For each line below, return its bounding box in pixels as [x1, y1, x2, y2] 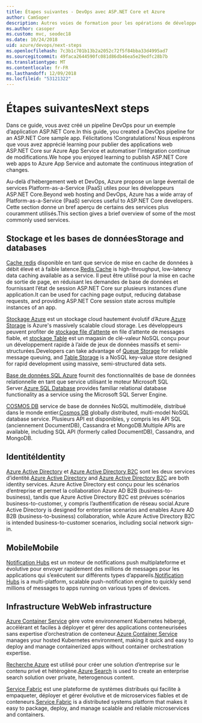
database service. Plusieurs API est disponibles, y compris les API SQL [6, 415, 182, 423]
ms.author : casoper [6, 25, 55, 32]
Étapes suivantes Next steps [6, 102, 150, 115]
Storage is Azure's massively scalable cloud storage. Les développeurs [6, 322, 183, 329]
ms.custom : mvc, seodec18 [6, 31, 71, 37]
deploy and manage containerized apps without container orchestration [6, 643, 184, 650]
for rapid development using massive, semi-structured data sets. [6, 360, 167, 367]
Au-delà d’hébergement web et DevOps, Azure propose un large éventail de [6, 178, 194, 185]
